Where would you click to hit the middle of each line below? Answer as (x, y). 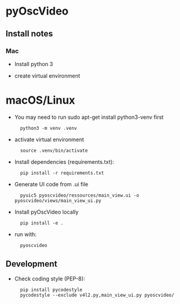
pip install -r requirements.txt (62, 173)
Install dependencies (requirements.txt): (64, 161)
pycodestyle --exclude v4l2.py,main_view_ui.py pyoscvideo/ (97, 295)
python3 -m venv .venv (49, 128)
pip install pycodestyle (51, 289)
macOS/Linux (40, 100)
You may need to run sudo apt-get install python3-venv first (89, 117)
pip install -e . (42, 223)
